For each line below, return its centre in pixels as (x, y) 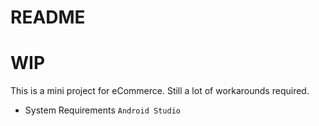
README (48, 17)
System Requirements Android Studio (102, 110)
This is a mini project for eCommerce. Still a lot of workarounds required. (160, 91)
